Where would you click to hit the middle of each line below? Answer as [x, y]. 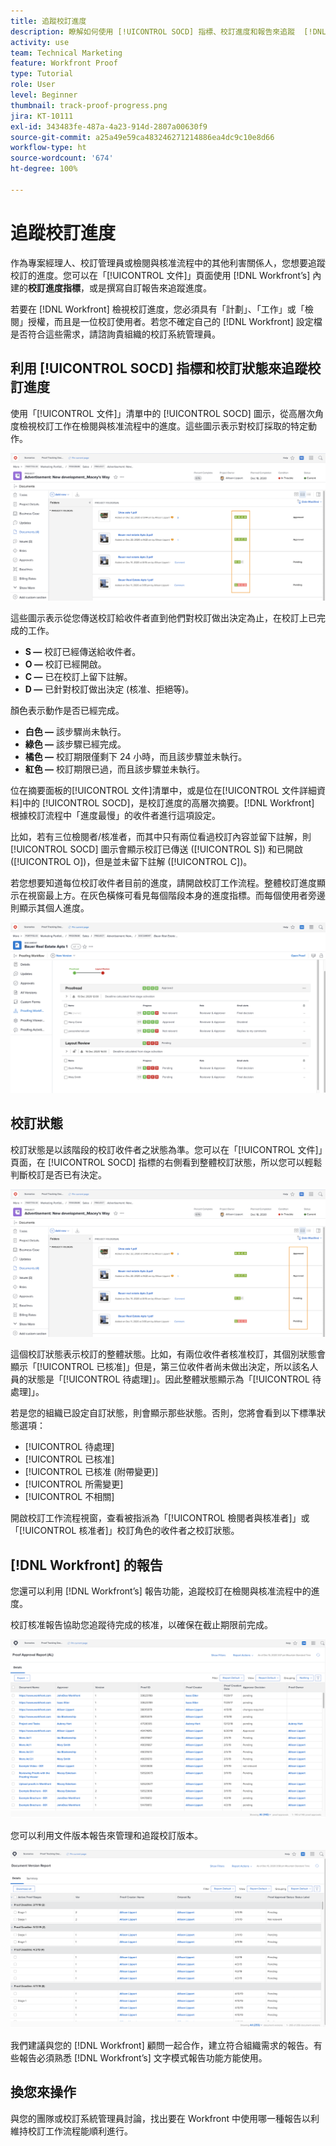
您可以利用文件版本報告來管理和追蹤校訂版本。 [106, 1835]
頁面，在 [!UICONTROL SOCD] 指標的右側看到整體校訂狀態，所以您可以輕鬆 [166, 1162]
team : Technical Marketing [66, 53]
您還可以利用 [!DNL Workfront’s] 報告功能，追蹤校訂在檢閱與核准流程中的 [161, 1591]
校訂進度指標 [54, 287]
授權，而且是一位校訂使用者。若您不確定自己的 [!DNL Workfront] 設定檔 [175, 321]
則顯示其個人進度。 [50, 908]
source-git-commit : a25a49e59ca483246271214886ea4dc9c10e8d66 [142, 137]
